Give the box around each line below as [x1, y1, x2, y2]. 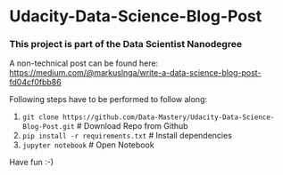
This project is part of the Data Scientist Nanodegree [9, 38, 243, 51]
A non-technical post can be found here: [9, 58, 159, 68]
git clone [21, 113, 60, 122]
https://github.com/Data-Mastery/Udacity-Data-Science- [62, 113, 275, 122]
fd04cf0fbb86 [9, 77, 62, 88]
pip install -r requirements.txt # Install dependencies [21, 131, 232, 141]
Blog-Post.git [21, 123, 75, 131]
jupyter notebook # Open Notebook [21, 139, 154, 150]
